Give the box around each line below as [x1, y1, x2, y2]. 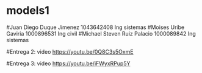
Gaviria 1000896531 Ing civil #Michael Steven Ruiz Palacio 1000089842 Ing [6, 30, 197, 37]
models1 [6, 4, 50, 17]
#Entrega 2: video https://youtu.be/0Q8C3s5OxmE [6, 48, 134, 55]
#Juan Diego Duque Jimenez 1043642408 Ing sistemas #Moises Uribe [6, 24, 185, 31]
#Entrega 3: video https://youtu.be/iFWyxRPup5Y [6, 60, 131, 67]
